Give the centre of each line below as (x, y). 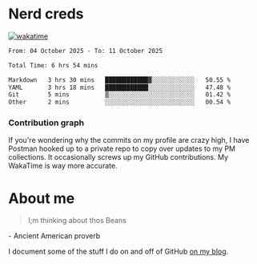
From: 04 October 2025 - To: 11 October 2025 (85, 51)
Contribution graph (46, 123)
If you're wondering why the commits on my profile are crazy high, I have (129, 140)
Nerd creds (46, 14)
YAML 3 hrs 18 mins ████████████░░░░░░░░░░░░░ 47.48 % (119, 87)
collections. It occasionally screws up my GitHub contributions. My (118, 157)
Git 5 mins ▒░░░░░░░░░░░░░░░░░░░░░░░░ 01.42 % (119, 95)
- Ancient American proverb (54, 236)
